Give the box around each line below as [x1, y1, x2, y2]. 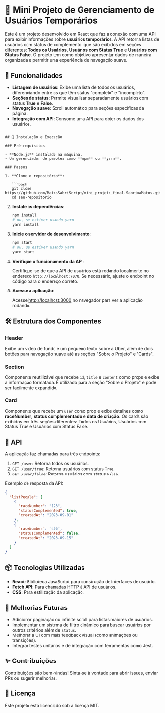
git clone [11, 186, 32, 191]
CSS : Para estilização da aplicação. [12, 589, 84, 595]
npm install [12, 213, 37, 218]
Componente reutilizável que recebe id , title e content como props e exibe [5, 374, 160, 380]
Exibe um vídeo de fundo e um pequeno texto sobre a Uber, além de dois [5, 345, 153, 351]
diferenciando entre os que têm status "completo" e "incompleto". [12, 89, 146, 95]
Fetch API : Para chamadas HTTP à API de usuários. [12, 584, 117, 590]
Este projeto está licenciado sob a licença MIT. [5, 702, 100, 708]
